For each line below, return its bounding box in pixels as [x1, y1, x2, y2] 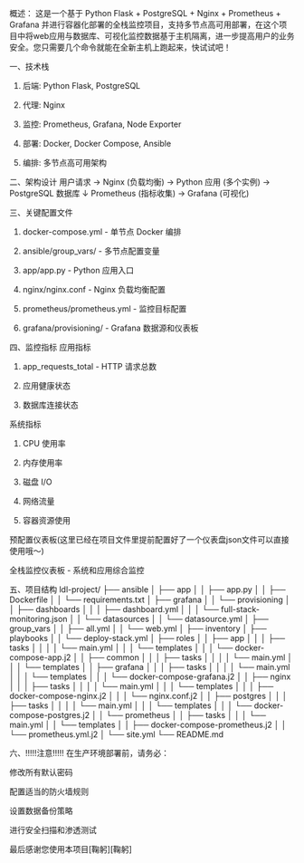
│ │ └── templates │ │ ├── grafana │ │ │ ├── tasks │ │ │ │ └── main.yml [9, 662, 290, 672]
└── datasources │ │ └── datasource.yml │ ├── [83, 614, 270, 624]
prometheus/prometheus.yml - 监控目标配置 [22, 303, 187, 314]
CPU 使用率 [22, 438, 66, 448]
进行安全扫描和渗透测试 [9, 825, 97, 835]
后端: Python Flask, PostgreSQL [22, 81, 141, 91]
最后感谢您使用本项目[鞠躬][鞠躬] [9, 844, 133, 854]
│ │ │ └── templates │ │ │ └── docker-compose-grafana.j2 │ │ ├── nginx [9, 671, 291, 682]
